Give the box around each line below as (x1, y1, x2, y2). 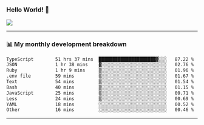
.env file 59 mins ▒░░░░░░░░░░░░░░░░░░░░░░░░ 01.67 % (6, 73, 194, 79)
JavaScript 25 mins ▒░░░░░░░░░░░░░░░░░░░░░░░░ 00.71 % (6, 90, 194, 96)
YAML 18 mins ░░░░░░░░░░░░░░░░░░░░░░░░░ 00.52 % (6, 101, 194, 107)
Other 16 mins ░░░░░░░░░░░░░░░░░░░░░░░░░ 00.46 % (6, 107, 194, 113)
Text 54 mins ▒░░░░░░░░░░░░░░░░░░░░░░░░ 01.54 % (6, 79, 194, 85)
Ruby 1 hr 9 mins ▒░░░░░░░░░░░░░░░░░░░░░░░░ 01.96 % (6, 67, 194, 73)
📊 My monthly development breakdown (6, 40, 127, 49)
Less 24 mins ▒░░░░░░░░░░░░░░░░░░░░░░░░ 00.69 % (6, 95, 194, 102)
